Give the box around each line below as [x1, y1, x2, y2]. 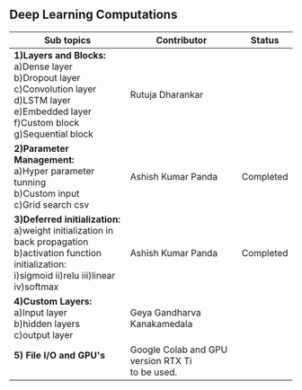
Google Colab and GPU [129, 343, 228, 356]
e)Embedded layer [13, 105, 93, 118]
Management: [13, 153, 75, 165]
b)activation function [13, 246, 102, 259]
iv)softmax [13, 280, 59, 293]
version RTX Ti [129, 354, 192, 367]
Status [250, 33, 280, 46]
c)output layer [13, 328, 74, 341]
